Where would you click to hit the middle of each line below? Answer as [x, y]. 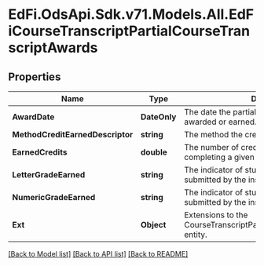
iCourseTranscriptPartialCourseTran [129, 31]
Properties [35, 77]
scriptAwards [53, 48]
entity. [196, 235]
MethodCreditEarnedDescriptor [73, 135]
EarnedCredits [40, 152]
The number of [212, 147]
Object [153, 225]
